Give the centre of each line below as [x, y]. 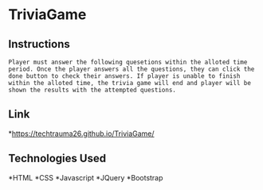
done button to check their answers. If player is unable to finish [124, 76]
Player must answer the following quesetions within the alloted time [128, 62]
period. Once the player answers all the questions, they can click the [131, 69]
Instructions [39, 44]
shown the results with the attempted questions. [92, 90]
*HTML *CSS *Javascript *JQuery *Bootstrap [86, 177]
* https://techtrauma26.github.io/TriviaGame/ [81, 134]
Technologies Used [57, 159]
